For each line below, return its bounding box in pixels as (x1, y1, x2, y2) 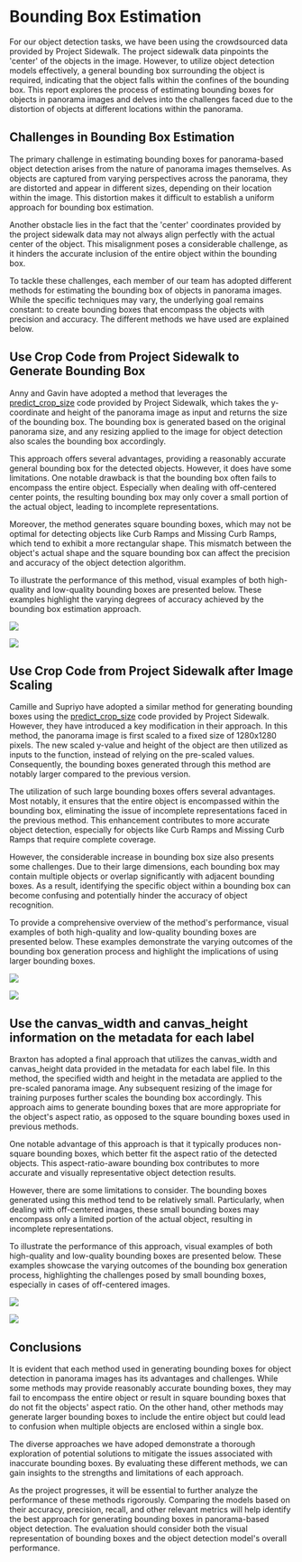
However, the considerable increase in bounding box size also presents (9, 852, 275, 862)
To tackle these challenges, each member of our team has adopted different (9, 275, 292, 286)
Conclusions (9, 1340, 82, 1355)
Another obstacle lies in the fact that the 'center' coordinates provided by (9, 219, 281, 230)
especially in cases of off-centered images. (9, 1279, 170, 1290)
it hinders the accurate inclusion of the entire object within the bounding (9, 248, 278, 259)
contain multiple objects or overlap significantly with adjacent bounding (9, 870, 275, 882)
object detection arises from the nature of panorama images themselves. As (9, 163, 292, 174)
